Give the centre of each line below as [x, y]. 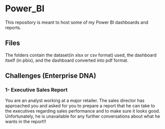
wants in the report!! [26, 122]
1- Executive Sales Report [36, 90]
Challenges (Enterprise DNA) [51, 76]
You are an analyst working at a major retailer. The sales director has [75, 101]
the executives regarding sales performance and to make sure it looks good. [83, 111]
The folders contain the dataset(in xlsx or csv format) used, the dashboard [81, 55]
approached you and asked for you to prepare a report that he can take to [80, 106]
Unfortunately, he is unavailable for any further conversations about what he [83, 116]
